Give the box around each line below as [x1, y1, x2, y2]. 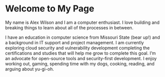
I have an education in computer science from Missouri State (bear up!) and [5, 34, 160, 40]
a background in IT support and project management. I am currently [5, 39, 144, 45]
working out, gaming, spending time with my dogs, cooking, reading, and [5, 61, 155, 67]
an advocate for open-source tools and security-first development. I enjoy [5, 55, 157, 61]
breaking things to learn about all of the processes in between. [5, 24, 134, 30]
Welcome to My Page [5, 3, 94, 14]
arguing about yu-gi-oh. [5, 66, 54, 72]
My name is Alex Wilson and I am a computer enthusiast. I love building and [5, 19, 160, 25]
